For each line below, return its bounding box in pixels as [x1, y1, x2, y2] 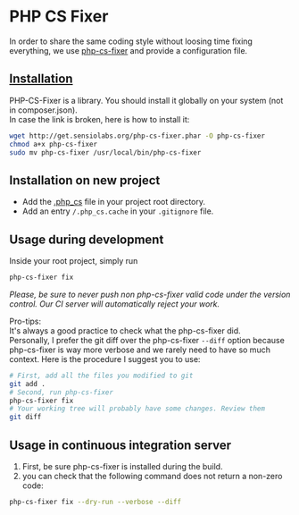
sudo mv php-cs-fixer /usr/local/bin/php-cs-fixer [9, 148, 202, 157]
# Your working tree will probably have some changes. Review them [9, 404, 266, 413]
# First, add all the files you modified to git [9, 371, 194, 380]
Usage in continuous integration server [9, 437, 232, 452]
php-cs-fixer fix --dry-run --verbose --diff [9, 497, 181, 506]
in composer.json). [9, 105, 78, 115]
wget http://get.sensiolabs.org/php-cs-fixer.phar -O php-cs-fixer [9, 131, 266, 140]
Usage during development [9, 232, 164, 247]
